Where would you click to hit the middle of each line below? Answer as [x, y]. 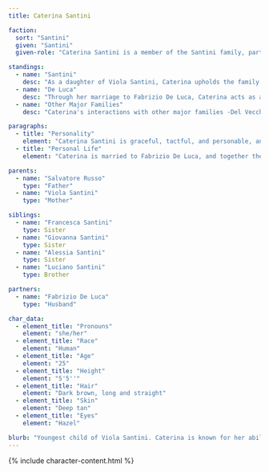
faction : [23, 30]
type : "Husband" [50, 304]
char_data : [26, 319]
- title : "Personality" [55, 134]
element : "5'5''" [52, 378]
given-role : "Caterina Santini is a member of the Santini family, [130, 53]
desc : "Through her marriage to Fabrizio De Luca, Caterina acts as [139, 97]
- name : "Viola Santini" [57, 193]
